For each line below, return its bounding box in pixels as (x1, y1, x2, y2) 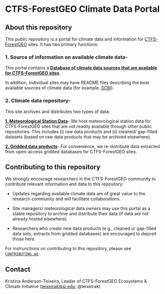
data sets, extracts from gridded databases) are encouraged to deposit (12, 231, 157, 237)
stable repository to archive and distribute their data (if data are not (12, 211, 149, 217)
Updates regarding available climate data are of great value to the (12, 191, 145, 197)
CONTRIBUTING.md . (5, 251, 40, 257)
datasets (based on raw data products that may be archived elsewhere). (5, 134, 152, 140)
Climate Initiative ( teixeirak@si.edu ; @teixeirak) (5, 284, 101, 290)
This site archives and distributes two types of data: (5, 109, 110, 114)
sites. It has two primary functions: (28, 41, 99, 47)
